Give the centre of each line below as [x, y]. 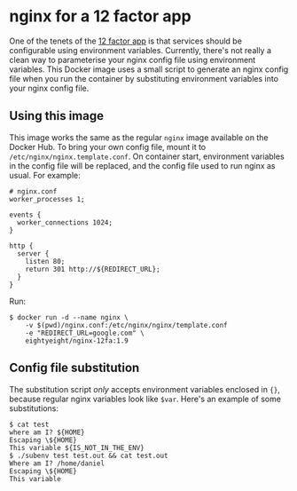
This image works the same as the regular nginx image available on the [139, 137]
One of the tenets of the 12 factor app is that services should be [125, 41]
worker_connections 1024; [65, 222]
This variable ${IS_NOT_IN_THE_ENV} [77, 447]
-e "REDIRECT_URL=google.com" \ [85, 333]
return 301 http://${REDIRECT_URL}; [93, 269]
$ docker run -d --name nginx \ [69, 317]
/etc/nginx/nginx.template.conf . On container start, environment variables [147, 156]
